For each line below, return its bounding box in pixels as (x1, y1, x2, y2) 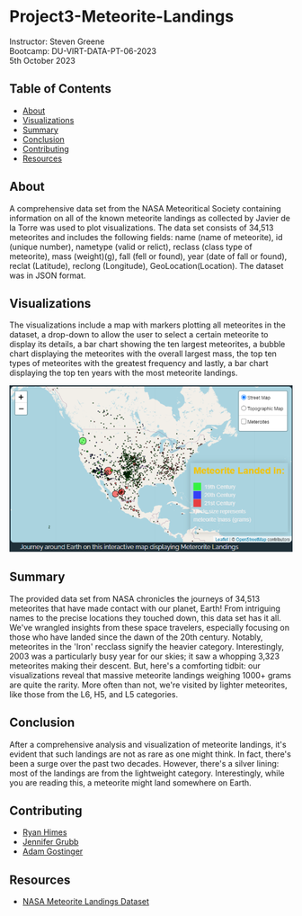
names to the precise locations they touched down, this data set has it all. (9, 612, 281, 623)
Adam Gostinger (22, 846, 84, 857)
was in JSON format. (9, 270, 86, 281)
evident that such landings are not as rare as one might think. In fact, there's (9, 749, 292, 759)
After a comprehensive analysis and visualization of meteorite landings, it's (9, 739, 287, 750)
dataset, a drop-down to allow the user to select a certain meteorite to (9, 329, 269, 340)
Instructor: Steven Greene (9, 36, 105, 47)
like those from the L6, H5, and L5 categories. (9, 688, 178, 699)
